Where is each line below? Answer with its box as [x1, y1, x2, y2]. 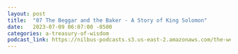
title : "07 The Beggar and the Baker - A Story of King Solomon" [7, 17, 208, 24]
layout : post [7, 10, 46, 18]
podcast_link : [7, 36, 50, 43]
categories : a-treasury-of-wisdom [7, 29, 110, 37]
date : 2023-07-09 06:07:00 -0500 [7, 23, 113, 30]
